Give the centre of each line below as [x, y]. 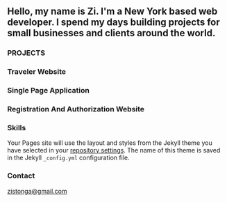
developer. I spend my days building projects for [113, 23]
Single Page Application [49, 91]
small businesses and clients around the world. [111, 33]
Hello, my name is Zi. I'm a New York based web [112, 11]
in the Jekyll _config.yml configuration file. [68, 158]
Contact [21, 176]
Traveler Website [37, 72]
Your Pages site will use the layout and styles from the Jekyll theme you [110, 143]
